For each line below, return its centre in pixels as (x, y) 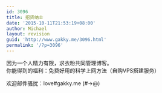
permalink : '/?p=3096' (35, 46)
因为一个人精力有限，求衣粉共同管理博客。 (59, 63)
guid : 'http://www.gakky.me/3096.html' (57, 40)
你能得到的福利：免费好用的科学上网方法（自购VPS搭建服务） (83, 70)
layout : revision (28, 34)
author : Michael (27, 28)
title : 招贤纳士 (25, 17)
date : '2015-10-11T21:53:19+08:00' (51, 23)
